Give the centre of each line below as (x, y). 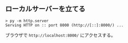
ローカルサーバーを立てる (45, 9)
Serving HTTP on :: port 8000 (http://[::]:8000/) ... (65, 25)
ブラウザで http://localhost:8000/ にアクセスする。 (60, 35)
